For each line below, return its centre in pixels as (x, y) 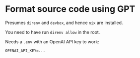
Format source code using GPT (70, 9)
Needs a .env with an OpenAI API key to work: (52, 42)
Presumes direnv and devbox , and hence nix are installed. (64, 23)
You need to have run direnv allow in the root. (53, 32)
